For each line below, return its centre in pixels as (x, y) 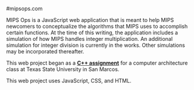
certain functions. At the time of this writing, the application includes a (92, 33)
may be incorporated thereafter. (45, 52)
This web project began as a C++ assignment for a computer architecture (97, 63)
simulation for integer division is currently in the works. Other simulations (96, 45)
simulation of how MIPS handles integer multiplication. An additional (90, 39)
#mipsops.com (24, 9)
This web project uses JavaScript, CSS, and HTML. (69, 81)
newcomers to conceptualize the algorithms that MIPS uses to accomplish (97, 26)
